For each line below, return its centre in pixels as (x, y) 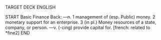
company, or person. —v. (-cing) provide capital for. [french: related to (78, 27)
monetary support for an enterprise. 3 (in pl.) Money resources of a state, (81, 22)
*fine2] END (17, 33)
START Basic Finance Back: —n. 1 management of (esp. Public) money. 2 (80, 17)
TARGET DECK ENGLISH (30, 7)
